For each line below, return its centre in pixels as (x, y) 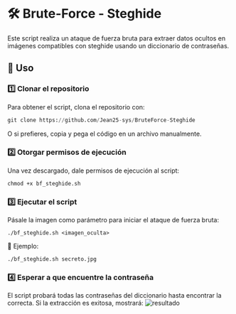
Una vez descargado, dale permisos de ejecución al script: (93, 170)
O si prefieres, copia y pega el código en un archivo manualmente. (104, 134)
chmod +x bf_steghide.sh (44, 183)
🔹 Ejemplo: (23, 247)
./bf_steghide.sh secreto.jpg (52, 259)
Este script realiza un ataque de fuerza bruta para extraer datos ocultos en (117, 38)
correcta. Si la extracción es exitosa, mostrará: (75, 303)
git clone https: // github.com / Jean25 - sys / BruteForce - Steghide (101, 120)
